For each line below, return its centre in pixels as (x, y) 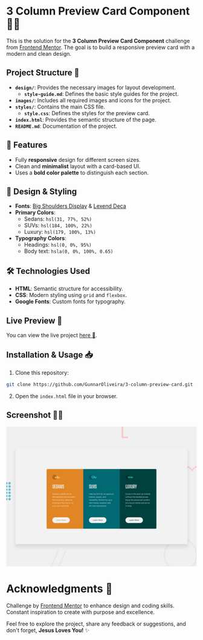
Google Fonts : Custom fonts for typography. (70, 302)
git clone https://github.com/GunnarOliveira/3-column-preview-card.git (100, 384)
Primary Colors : (35, 213)
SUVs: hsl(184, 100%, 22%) (58, 225)
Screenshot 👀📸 (35, 415)
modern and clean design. (39, 53)
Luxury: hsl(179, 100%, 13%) (60, 232)
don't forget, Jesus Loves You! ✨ (48, 630)
